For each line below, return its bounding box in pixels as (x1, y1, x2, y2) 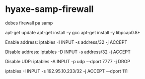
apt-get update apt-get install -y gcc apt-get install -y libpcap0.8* (5, 29, 141, 35)
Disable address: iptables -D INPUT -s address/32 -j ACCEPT (5, 49, 131, 55)
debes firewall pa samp (5, 20, 53, 26)
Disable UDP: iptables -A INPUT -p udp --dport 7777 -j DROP (5, 58, 131, 64)
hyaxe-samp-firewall (5, 3, 94, 15)
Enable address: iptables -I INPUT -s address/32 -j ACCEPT (5, 39, 128, 45)
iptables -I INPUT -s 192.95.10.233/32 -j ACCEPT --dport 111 (5, 68, 128, 74)
